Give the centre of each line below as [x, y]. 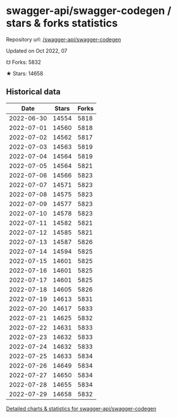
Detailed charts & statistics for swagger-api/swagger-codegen [81, 409]
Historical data [33, 92]
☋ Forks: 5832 [24, 62]
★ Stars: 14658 [25, 73]
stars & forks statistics [62, 23]
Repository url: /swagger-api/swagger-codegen [64, 39]
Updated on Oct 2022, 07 [37, 50]
